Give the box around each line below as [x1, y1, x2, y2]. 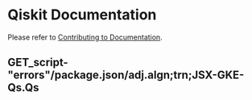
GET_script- [7, 56, 69, 69]
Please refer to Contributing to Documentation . [7, 32, 163, 42]
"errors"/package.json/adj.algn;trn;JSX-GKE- [7, 69, 245, 82]
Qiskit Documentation [7, 6, 157, 24]
